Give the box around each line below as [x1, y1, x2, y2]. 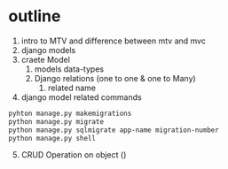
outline [8, 6, 61, 27]
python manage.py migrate [8, 117, 104, 126]
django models [20, 44, 76, 55]
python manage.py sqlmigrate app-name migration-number [8, 126, 219, 134]
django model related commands [20, 91, 143, 103]
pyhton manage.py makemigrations [8, 109, 132, 118]
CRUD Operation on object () [20, 150, 127, 160]
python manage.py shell [8, 134, 97, 142]
